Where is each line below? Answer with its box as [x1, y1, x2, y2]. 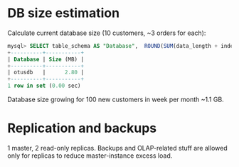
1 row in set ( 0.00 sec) [7, 82, 81, 90]
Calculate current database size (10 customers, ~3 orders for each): [7, 29, 206, 37]
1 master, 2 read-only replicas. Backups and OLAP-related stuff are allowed [7, 144, 228, 152]
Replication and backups [7, 120, 157, 136]
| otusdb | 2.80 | [7, 69, 84, 76]
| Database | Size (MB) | [7, 56, 84, 63]
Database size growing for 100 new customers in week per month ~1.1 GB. [7, 95, 224, 104]
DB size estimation [7, 5, 119, 21]
